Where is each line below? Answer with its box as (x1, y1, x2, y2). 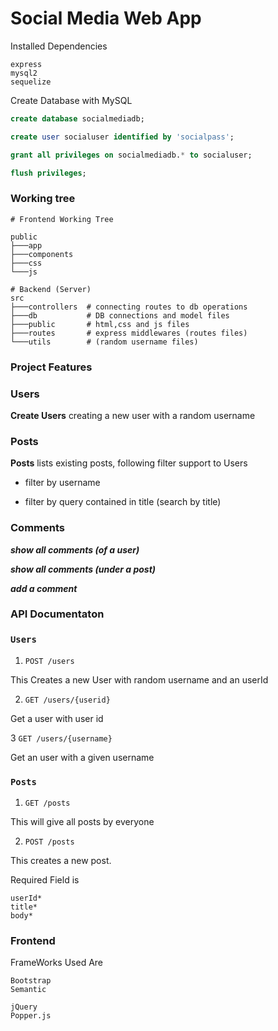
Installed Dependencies (10, 40, 108, 52)
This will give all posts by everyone (10, 816, 155, 828)
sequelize (10, 77, 52, 87)
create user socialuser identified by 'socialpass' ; (10, 132, 235, 142)
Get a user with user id (10, 712, 104, 724)
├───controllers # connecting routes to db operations (10, 302, 248, 312)
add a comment (10, 582, 78, 594)
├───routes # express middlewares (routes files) (10, 328, 248, 338)
